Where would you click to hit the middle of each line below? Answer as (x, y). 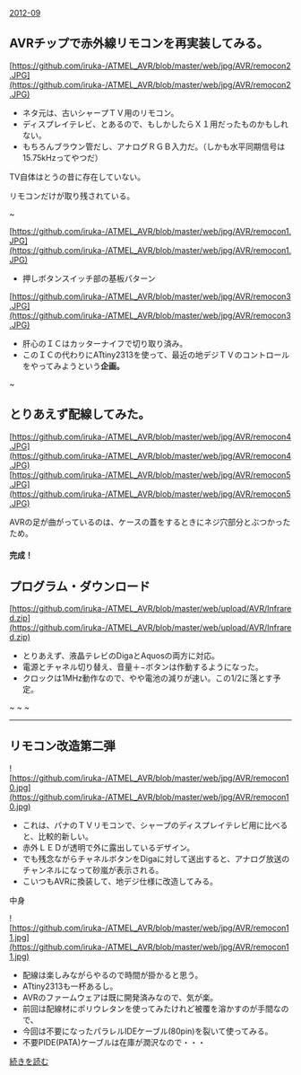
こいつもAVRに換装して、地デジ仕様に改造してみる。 (120, 881)
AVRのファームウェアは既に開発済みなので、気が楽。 (120, 997)
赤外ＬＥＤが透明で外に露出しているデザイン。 (108, 847)
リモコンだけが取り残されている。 (72, 196)
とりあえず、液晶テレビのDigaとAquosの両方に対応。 (121, 656)
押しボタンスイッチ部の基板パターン (89, 278)
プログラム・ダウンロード (80, 586)
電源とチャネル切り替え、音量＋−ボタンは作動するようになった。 (142, 667)
